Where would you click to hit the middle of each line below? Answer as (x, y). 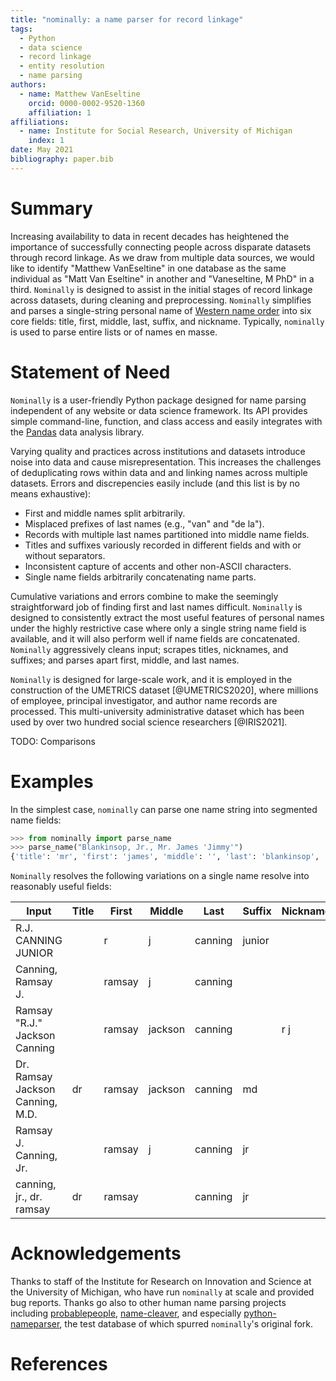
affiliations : (40, 122)
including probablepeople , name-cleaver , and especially (126, 1313)
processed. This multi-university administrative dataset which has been (157, 711)
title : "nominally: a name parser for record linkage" (127, 19)
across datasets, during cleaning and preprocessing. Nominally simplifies (161, 300)
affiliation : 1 (60, 112)
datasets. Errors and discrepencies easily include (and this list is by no (155, 483)
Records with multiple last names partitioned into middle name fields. (167, 534)
